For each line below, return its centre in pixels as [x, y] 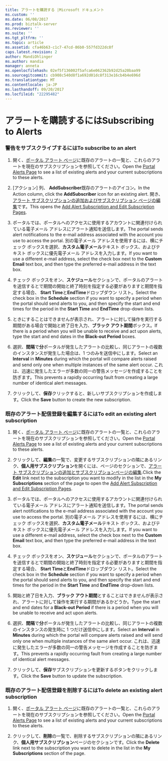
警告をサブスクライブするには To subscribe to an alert [71, 148]
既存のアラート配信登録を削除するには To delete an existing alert [84, 691]
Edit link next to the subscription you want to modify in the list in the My [87, 478]
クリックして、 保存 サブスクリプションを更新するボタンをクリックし [83, 670]
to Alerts [24, 132]
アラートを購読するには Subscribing [80, 120]
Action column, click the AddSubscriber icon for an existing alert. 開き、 [88, 194]
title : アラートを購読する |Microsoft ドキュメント [55, 10]
